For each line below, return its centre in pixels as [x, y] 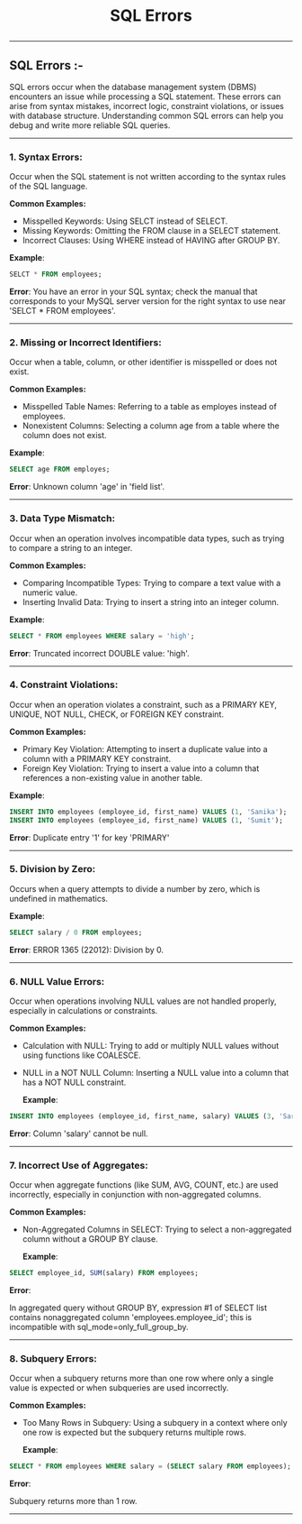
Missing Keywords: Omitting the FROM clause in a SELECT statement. [151, 231]
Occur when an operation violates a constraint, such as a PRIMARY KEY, [143, 704]
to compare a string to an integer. [71, 547]
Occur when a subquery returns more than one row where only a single [142, 1378]
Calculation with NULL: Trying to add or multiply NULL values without [151, 1046]
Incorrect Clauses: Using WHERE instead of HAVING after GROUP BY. [151, 241]
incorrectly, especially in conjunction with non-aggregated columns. [135, 1195]
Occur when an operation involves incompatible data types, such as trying [147, 538]
